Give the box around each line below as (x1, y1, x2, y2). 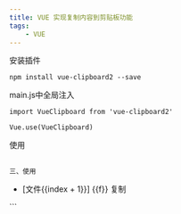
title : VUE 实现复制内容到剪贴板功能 (9, 12, 134, 22)
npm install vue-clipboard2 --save (9, 73, 142, 82)
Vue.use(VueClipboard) (9, 123, 94, 132)
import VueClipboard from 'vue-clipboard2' (9, 108, 174, 117)
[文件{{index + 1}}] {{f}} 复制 (21, 184, 127, 194)
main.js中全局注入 (9, 90, 75, 101)
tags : (9, 21, 29, 30)
